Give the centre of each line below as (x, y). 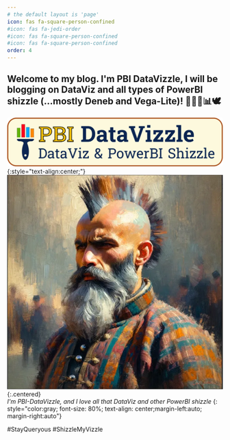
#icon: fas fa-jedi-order (44, 29)
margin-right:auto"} (35, 416)
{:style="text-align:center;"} (47, 171)
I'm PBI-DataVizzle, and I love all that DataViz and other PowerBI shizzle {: (112, 402)
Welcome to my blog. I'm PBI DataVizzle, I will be (113, 79)
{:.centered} (24, 394)
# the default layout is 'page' (53, 14)
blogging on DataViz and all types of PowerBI (105, 90)
